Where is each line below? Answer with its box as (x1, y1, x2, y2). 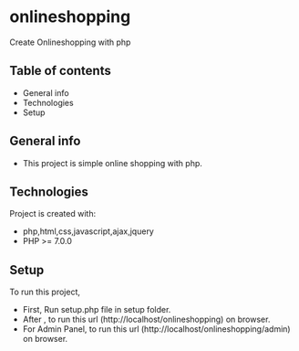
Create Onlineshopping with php (9, 37, 131, 48)
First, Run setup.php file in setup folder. (22, 304, 171, 315)
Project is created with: (9, 208, 97, 219)
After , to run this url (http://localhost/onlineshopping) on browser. (22, 314, 271, 325)
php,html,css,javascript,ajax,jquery (22, 226, 155, 237)
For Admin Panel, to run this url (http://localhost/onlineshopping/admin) (22, 324, 291, 335)
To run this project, (9, 286, 80, 298)
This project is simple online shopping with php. (22, 157, 203, 168)
